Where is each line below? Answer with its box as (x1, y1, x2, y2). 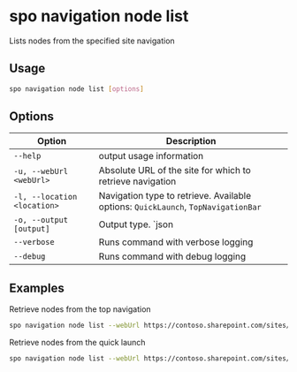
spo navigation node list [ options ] (9, 84, 144, 94)
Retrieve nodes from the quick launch (9, 338, 146, 348)
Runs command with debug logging (98, 250, 247, 262)
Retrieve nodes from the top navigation (9, 304, 152, 315)
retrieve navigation (98, 175, 177, 187)
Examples (9, 280, 65, 295)
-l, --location (13, 192, 78, 202)
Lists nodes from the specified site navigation (9, 35, 175, 46)
